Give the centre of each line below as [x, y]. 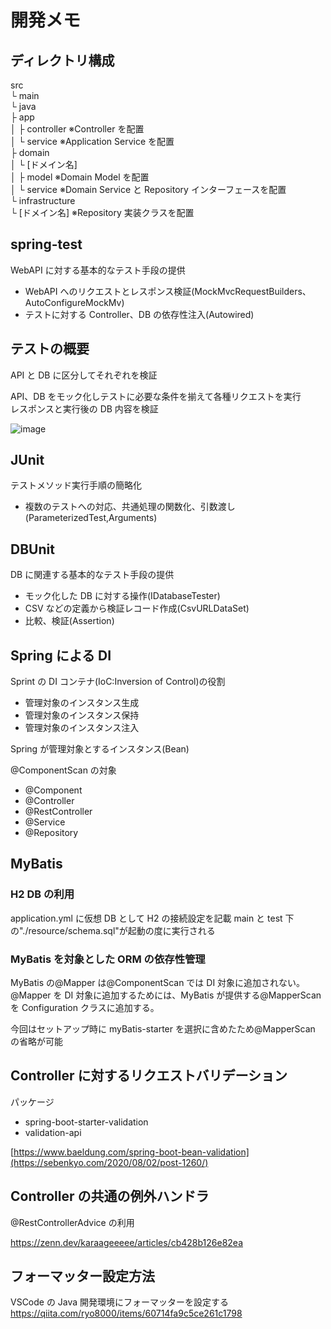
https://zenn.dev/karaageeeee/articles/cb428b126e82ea [127, 1242]
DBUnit [32, 549]
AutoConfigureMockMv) [74, 302]
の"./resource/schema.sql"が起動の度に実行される [113, 930]
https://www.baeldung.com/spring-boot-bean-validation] [131, 1152]
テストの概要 [50, 349]
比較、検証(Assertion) [69, 621]
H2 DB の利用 [42, 894]
